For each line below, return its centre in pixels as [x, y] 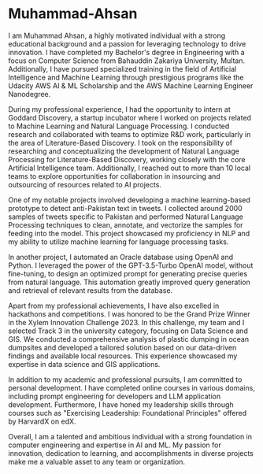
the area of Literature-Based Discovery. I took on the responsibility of [120, 143]
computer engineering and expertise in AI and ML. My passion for [115, 445]
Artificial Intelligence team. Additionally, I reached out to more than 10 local [129, 168]
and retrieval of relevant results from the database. [91, 290]
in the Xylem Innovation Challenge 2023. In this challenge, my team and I [126, 322]
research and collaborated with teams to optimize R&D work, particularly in [130, 134]
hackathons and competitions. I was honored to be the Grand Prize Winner [129, 314]
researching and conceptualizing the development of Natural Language [124, 151]
